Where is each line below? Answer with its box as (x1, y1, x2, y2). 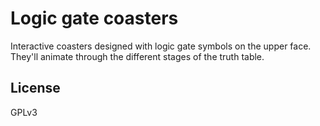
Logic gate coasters (10, 7, 179, 30)
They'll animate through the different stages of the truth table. (10, 50, 265, 62)
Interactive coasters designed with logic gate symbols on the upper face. (10, 40, 312, 52)
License (10, 80, 61, 97)
